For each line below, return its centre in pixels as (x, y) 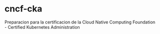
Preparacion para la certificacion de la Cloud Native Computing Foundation (80, 22)
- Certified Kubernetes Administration (42, 27)
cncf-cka (23, 9)
